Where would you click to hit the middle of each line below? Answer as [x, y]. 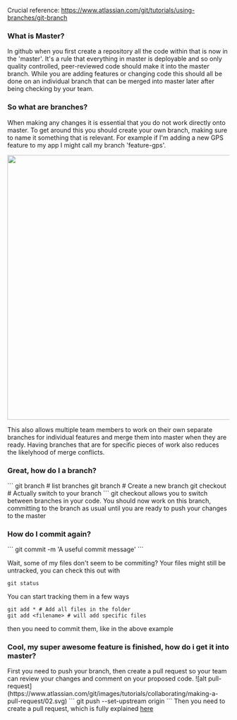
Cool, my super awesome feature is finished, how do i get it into [118, 647]
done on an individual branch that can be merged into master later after [111, 81]
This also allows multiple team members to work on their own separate [110, 429]
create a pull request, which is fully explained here [80, 709]
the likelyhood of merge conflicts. [56, 452]
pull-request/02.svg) [37, 701]
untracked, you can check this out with [64, 570]
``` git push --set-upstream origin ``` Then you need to [147, 701]
